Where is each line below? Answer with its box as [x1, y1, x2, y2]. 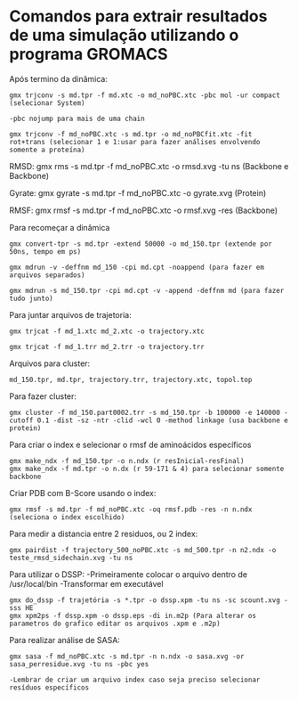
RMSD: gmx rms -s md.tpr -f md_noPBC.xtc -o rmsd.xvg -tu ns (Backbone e [9, 160, 289, 171]
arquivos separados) [9, 270, 86, 280]
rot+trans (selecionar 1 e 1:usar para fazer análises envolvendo [9, 137, 261, 146]
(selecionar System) [9, 98, 86, 108]
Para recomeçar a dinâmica [9, 222, 110, 232]
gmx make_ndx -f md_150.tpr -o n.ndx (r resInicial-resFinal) [9, 456, 245, 465]
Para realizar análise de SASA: [9, 634, 120, 645]
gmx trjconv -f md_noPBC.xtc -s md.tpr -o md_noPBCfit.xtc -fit [9, 129, 253, 139]
